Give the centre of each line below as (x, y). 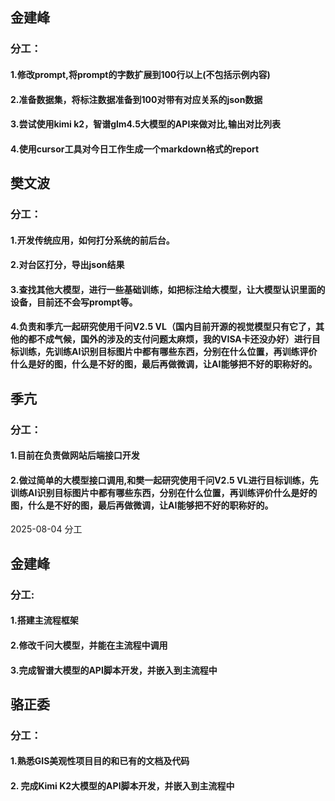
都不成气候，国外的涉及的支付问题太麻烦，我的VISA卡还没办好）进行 (169, 339)
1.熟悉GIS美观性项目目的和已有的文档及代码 (100, 761)
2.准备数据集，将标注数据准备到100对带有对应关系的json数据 (136, 99)
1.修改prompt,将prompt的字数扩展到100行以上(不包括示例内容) (140, 74)
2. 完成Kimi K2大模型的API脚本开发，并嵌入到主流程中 (122, 786)
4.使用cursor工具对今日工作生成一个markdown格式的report (135, 149)
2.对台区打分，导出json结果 (67, 265)
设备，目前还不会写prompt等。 (74, 302)
